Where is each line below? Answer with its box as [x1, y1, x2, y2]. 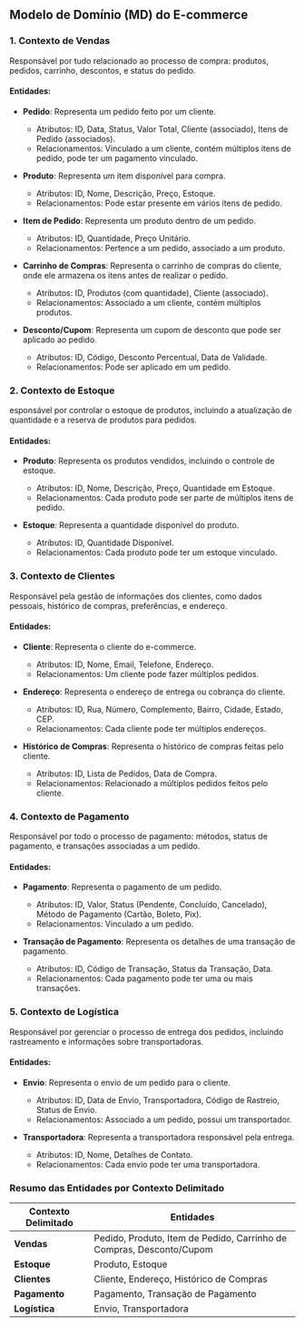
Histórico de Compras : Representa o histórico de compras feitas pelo [22, 741, 284, 752]
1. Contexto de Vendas [9, 35, 111, 47]
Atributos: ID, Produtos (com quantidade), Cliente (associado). [35, 287, 269, 299]
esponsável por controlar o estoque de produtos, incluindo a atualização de [9, 405, 292, 416]
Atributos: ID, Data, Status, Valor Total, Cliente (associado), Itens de [35, 123, 289, 135]
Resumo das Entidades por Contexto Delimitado [9, 1181, 225, 1194]
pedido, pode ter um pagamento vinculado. [35, 152, 198, 163]
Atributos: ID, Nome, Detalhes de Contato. [35, 1149, 193, 1160]
